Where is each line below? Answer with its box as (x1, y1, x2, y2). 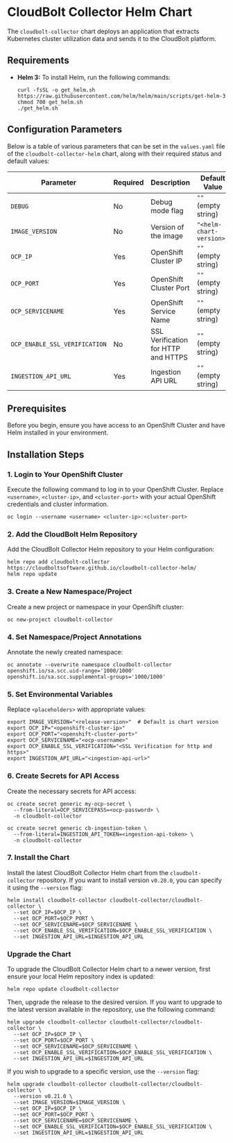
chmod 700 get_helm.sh (17, 99, 83, 105)
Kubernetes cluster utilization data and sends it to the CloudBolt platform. (7, 34, 217, 42)
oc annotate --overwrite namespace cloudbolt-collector (7, 661, 172, 668)
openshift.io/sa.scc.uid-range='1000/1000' (7, 667, 135, 674)
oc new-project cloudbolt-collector (7, 616, 113, 623)
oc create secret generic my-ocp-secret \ (7, 800, 132, 807)
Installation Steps (7, 448, 85, 460)
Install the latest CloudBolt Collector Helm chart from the (7, 868, 169, 877)
